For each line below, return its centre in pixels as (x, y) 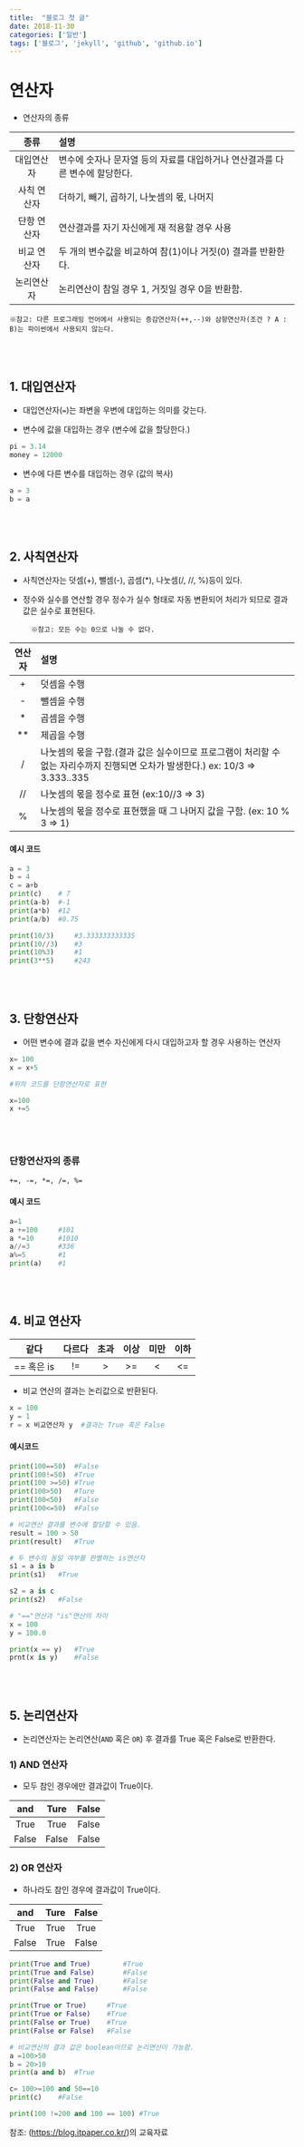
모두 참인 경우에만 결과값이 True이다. (88, 1786)
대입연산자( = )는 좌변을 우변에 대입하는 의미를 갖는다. (114, 410)
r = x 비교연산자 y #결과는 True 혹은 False (87, 1425)
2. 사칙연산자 (44, 556)
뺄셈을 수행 (62, 701)
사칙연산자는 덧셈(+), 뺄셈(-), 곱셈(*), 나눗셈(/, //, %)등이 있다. (132, 581)
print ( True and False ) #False (78, 1972)
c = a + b (24, 885)
